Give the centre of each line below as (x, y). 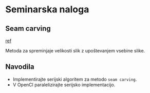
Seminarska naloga (47, 10)
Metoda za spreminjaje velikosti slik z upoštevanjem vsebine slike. (75, 51)
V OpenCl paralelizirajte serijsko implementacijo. (64, 85)
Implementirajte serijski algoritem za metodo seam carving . (75, 79)
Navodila (20, 67)
